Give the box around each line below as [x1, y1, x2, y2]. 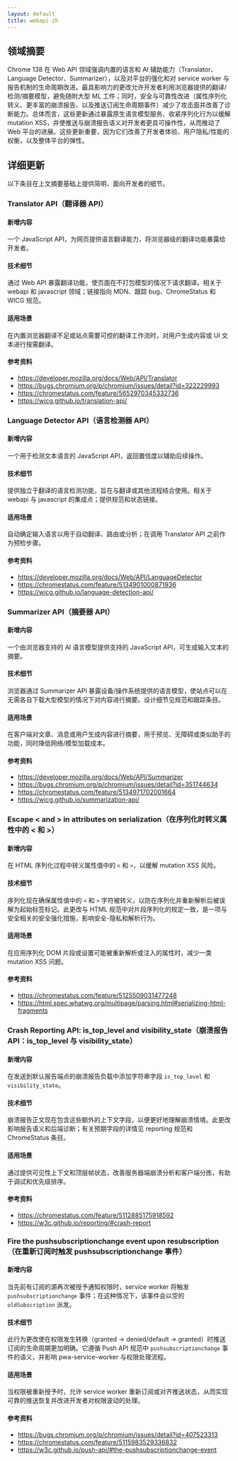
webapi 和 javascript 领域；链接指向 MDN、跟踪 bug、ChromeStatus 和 [7, 287, 216, 296]
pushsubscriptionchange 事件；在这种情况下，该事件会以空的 [7, 1291, 185, 1300]
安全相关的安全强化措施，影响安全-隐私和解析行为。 [7, 914, 159, 922]
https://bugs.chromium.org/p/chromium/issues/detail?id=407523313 [17, 1430, 218, 1439]
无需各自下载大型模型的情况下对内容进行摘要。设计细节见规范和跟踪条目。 [7, 695, 225, 703]
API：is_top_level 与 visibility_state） [7, 1035, 137, 1045]
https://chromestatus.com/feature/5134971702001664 [17, 788, 176, 797]
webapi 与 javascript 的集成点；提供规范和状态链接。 [7, 495, 161, 504]
